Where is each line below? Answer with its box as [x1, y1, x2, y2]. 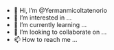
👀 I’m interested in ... [13, 14, 72, 22]
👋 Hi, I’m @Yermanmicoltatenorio [13, 7, 108, 14]
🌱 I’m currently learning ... [13, 21, 87, 28]
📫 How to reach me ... [13, 36, 78, 43]
